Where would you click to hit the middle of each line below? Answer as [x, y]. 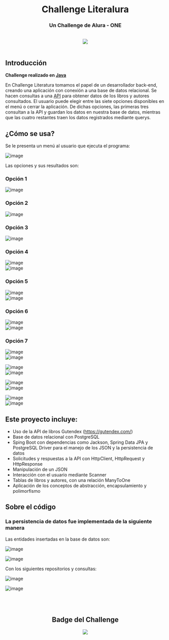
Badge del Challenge [85, 620]
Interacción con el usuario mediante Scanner [59, 475]
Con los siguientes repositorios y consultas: [51, 569]
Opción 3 [17, 227]
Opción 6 [17, 311]
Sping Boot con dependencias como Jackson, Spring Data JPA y [80, 442]
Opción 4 [17, 252]
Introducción [26, 63]
